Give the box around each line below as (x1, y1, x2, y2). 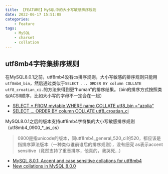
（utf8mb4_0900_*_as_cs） (5, 124, 62, 130)
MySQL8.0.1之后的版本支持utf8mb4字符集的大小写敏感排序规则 (5, 118, 135, 124)
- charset (14, 35, 35, 40)
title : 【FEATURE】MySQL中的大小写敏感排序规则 (5, 7, 97, 12)
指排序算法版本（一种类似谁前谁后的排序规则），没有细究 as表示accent (17, 141, 163, 147)
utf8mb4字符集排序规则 (5, 59, 79, 68)
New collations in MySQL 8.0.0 (12, 163, 76, 169)
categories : (5, 16, 30, 21)
